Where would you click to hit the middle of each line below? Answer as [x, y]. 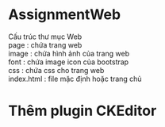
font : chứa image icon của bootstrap [69, 62]
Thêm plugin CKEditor [82, 111]
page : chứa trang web [45, 44]
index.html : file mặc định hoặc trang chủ [75, 79]
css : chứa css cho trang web [56, 70]
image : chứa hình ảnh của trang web [69, 53]
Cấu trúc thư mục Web [45, 37]
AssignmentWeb [65, 15]
